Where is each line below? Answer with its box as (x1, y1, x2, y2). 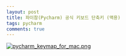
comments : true (6, 26, 45, 32)
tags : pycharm (6, 20, 43, 26)
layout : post (6, 9, 40, 15)
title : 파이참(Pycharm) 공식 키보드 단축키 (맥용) (6, 15, 121, 21)
